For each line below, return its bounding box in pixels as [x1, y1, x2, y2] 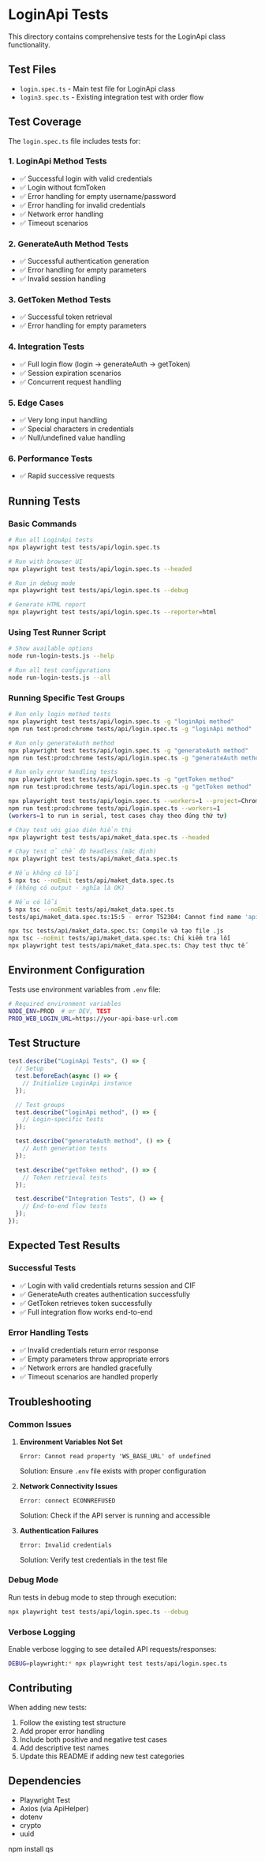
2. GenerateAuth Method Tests [8, 238, 129, 250]
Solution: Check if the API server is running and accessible [19, 1510, 211, 1520]
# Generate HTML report [8, 601, 87, 609]
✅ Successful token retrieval [19, 312, 113, 321]
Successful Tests [8, 1263, 77, 1274]
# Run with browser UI [8, 557, 83, 565]
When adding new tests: [8, 1702, 88, 1712]
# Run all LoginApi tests [8, 536, 93, 544]
